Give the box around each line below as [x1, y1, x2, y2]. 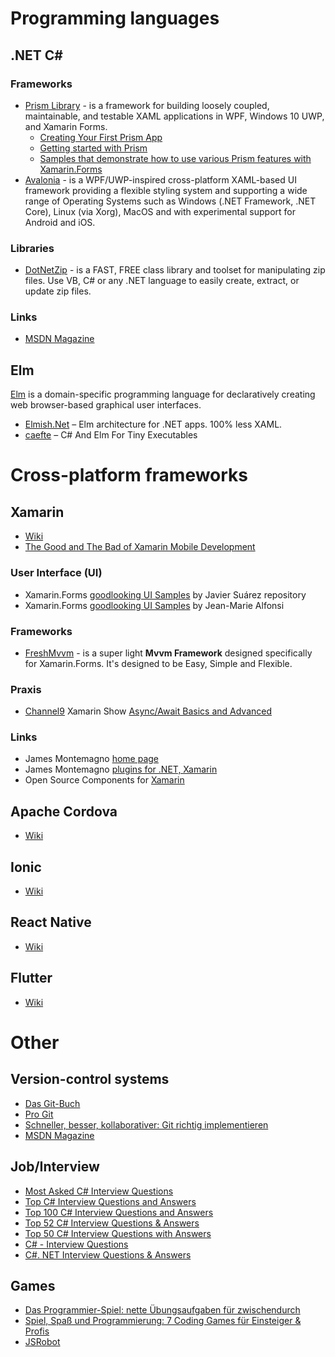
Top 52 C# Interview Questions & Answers [24, 1217, 200, 1229]
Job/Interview [10, 1158, 100, 1176]
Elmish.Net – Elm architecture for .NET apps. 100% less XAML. [24, 418, 283, 431]
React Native [10, 914, 92, 931]
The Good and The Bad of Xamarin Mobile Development [24, 541, 256, 553]
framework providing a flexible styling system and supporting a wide [24, 184, 308, 196]
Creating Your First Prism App [39, 131, 163, 143]
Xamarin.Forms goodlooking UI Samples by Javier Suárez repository [24, 588, 307, 601]
